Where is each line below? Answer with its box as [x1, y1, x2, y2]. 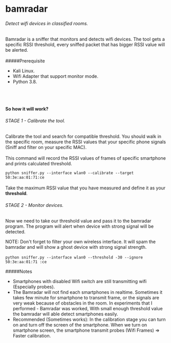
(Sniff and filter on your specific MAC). [5, 144, 87, 151]
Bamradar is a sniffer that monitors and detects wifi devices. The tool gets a [5, 36, 165, 42]
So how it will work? [5, 105, 49, 112]
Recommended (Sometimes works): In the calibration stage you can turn [12, 316, 166, 323]
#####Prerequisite [5, 58, 45, 64]
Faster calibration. [12, 333, 51, 339]
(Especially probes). [12, 284, 55, 290]
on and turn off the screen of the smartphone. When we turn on [12, 322, 147, 328]
